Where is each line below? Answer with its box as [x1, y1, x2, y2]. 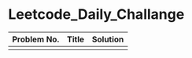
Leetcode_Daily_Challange [8, 5, 185, 24]
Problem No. [12, 34, 60, 45]
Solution [91, 34, 124, 45]
